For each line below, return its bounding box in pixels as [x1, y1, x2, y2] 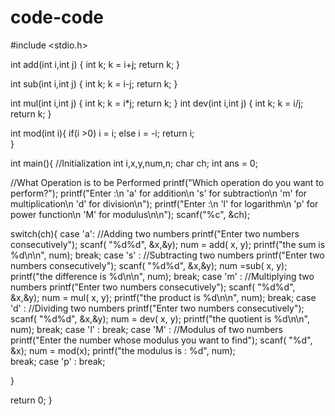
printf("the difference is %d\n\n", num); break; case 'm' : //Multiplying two [10, 270, 315, 282]
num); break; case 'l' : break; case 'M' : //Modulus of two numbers [10, 323, 283, 335]
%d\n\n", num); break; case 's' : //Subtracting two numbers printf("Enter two [10, 249, 325, 261]
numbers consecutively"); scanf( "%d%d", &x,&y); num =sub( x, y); [10, 259, 288, 271]
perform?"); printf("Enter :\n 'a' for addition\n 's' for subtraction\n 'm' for [10, 187, 308, 199]
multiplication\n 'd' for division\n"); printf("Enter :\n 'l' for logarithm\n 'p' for [10, 197, 319, 210]
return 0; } [10, 394, 53, 406]
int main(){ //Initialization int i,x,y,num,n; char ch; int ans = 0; [10, 157, 258, 169]
